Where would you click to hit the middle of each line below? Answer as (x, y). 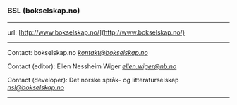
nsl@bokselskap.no (36, 87)
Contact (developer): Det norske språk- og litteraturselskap (93, 80)
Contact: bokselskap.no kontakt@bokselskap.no (78, 53)
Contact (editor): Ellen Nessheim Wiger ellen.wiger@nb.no (92, 66)
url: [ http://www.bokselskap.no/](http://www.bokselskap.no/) (96, 32)
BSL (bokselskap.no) (44, 11)
